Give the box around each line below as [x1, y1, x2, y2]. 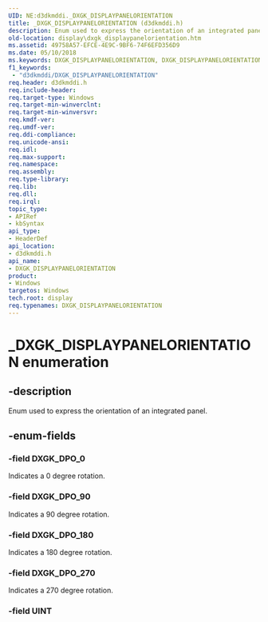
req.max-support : [8, 153, 66, 161]
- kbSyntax [8, 220, 45, 228]
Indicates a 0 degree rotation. [8, 471, 105, 480]
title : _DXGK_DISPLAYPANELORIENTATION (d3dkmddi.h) [8, 19, 183, 27]
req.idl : [8, 146, 37, 154]
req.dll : [8, 189, 37, 198]
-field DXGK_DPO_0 [8, 453, 86, 465]
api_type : [8, 227, 41, 236]
